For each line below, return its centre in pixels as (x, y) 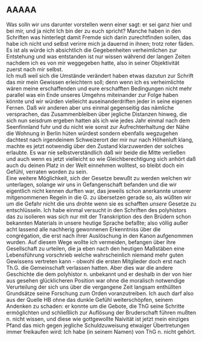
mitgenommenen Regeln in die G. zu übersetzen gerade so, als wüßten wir (99, 197)
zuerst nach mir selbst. (35, 69)
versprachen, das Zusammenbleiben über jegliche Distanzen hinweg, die (97, 114)
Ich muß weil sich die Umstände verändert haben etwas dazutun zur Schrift (100, 75)
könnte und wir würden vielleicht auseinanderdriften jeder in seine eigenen (99, 101)
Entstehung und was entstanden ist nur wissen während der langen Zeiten (99, 56)
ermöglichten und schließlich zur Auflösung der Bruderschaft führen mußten (101, 312)
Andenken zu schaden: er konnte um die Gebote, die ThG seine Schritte (96, 306)
